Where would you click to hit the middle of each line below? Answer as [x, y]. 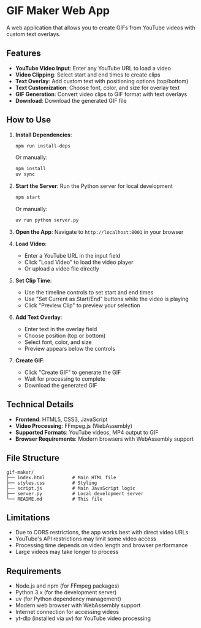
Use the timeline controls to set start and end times [89, 292]
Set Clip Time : [33, 280]
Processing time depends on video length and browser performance [101, 545]
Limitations [28, 518]
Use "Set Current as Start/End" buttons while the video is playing [106, 299]
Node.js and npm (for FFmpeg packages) [67, 586]
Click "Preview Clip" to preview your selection [82, 305]
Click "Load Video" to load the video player [79, 262]
